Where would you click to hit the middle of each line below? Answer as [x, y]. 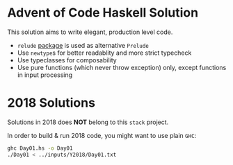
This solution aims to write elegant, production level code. [90, 32]
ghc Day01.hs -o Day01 [40, 148]
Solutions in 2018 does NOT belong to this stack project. [88, 122]
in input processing [45, 75]
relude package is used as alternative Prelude [83, 45]
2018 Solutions [51, 103]
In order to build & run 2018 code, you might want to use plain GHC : [102, 135]
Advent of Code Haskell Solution [103, 13]
